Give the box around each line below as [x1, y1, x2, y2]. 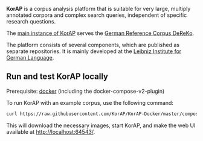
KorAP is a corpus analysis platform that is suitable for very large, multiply [6, 5, 191, 12]
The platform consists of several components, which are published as [6, 42, 180, 48]
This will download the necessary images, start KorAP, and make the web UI [6, 122, 196, 129]
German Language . [6, 54, 54, 61]
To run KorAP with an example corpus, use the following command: [6, 99, 174, 106]
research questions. [6, 18, 56, 25]
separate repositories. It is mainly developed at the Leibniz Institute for [6, 48, 182, 55]
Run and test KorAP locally [6, 72, 109, 82]
